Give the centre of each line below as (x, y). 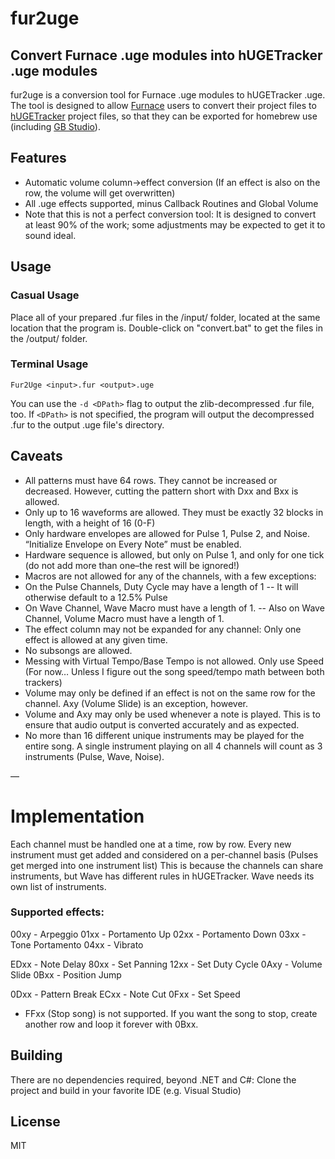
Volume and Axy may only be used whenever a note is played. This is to (172, 714)
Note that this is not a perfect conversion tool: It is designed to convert (170, 214)
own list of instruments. (58, 886)
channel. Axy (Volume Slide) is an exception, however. (136, 703)
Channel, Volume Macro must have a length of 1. (124, 618)
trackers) (43, 682)
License (35, 1122)
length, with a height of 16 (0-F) (90, 523)
